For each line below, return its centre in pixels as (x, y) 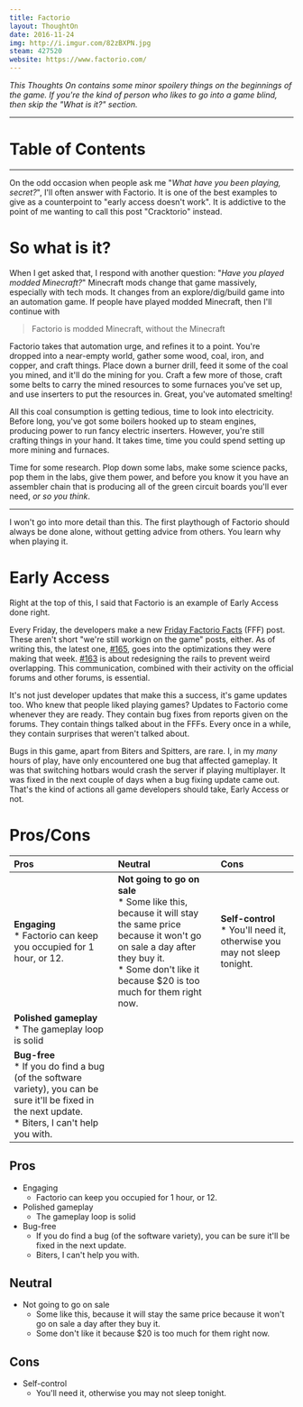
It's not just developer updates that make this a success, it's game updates (148, 694)
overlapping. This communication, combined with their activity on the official (151, 667)
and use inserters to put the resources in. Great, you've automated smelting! (151, 394)
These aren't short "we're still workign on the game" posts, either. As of (142, 639)
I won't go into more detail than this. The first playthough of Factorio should (150, 522)
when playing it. (39, 541)
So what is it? (60, 248)
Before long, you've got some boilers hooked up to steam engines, (133, 421)
